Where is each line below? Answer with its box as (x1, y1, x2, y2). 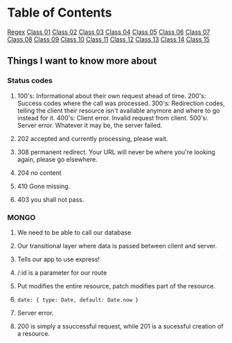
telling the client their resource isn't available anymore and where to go (17, 106, 220, 115)
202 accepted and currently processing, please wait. (17, 134, 168, 142)
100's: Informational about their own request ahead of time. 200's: (17, 91, 206, 100)
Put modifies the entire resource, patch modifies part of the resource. (17, 281, 216, 290)
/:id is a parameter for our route (17, 268, 107, 277)
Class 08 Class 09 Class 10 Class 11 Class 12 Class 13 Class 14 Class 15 (7, 35, 210, 43)
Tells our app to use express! (17, 254, 100, 263)
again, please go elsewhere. (17, 155, 98, 163)
